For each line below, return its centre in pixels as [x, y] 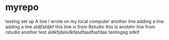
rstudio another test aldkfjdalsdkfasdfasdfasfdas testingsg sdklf [72, 32]
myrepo [22, 7]
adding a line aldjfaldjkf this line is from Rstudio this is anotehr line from [80, 26]
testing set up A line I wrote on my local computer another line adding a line [85, 21]
